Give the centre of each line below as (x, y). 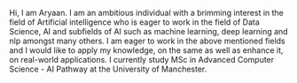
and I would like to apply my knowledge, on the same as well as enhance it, (146, 50)
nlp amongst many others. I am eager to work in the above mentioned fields (147, 41)
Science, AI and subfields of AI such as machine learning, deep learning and (148, 31)
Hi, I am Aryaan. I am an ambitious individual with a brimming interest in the (146, 13)
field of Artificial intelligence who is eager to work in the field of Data (134, 22)
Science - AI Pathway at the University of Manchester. (108, 69)
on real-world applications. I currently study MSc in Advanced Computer (142, 60)
